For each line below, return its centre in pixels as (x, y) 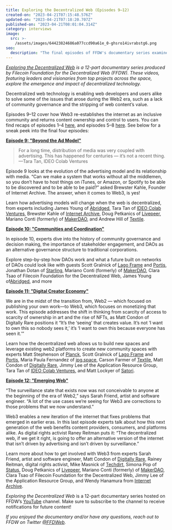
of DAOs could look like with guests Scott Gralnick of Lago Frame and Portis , (86, 265)
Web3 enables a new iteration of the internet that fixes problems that (78, 416)
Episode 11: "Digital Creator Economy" (47, 291)
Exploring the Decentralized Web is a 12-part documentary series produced (85, 67)
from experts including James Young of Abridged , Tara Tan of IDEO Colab (83, 208)
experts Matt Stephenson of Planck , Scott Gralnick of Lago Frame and (79, 354)
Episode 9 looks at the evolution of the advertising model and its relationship (86, 171)
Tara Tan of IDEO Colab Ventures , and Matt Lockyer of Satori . (70, 370)
